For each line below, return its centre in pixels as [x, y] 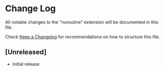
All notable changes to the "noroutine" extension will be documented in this [82, 22]
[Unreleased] [26, 52]
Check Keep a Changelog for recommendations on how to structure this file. [83, 37]
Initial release [26, 64]
